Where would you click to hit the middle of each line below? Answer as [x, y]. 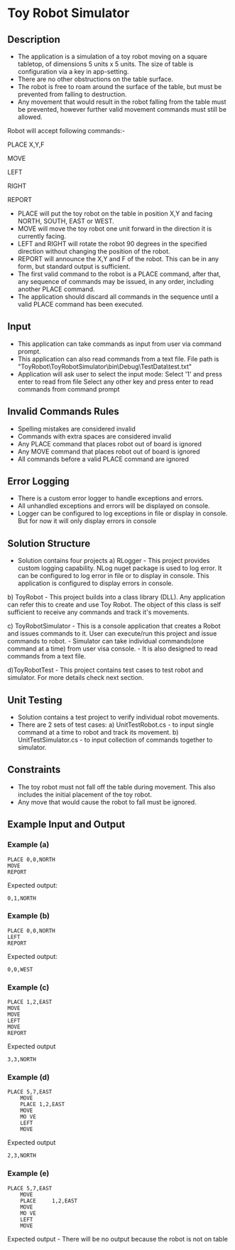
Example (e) [28, 1174]
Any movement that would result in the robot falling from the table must [122, 102]
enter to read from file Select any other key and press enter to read [115, 382]
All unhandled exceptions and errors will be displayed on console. [114, 506]
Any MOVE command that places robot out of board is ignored [109, 451]
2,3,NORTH [22, 1156]
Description [34, 40]
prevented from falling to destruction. [72, 94]
